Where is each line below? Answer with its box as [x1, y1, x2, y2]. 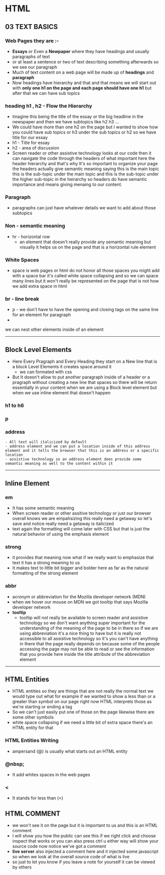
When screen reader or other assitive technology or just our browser [12, 510, 151, 516]
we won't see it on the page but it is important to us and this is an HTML [12, 822, 158, 828]
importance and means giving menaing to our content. [12, 181, 123, 187]
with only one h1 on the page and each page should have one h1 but [12, 85, 152, 91]
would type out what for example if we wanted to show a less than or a [12, 694, 156, 700]
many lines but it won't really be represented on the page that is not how [12, 278, 159, 284]
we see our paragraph [12, 64, 57, 70]
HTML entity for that [12, 725, 54, 730]
